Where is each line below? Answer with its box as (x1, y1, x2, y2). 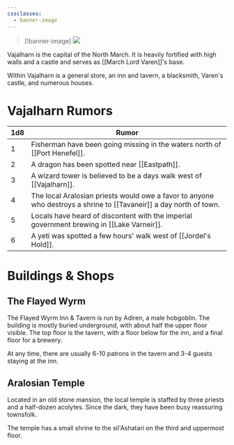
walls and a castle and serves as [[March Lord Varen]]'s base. (7, 57, 185, 66)
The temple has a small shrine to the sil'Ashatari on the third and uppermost (7, 424, 224, 432)
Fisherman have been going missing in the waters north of (31, 140, 221, 150)
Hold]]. (31, 240, 54, 249)
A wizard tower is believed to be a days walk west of (31, 171, 202, 181)
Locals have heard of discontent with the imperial (31, 211, 193, 221)
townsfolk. (7, 410, 37, 419)
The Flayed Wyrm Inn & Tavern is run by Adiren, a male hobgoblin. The (7, 314, 210, 322)
